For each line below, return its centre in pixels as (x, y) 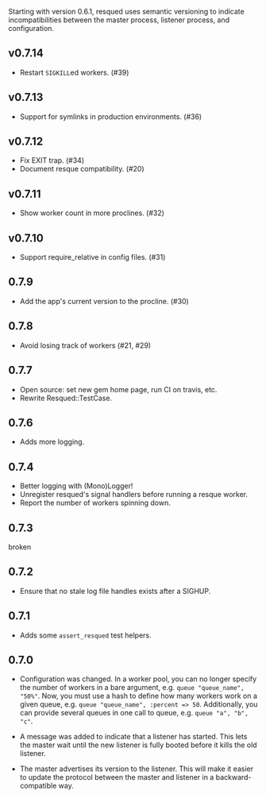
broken (20, 546)
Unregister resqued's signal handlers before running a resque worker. (134, 495)
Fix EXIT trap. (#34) (52, 160)
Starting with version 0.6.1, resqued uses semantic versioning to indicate (126, 12)
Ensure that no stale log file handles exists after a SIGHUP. (115, 591)
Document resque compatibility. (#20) (82, 169)
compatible (38, 786)
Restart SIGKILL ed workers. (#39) (74, 72)
